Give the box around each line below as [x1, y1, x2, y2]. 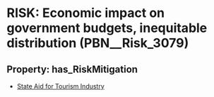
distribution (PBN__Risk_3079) [6, 35, 189, 51]
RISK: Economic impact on [6, 5, 165, 21]
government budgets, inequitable [6, 20, 208, 36]
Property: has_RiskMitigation [6, 63, 138, 75]
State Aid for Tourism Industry [16, 82, 105, 90]
